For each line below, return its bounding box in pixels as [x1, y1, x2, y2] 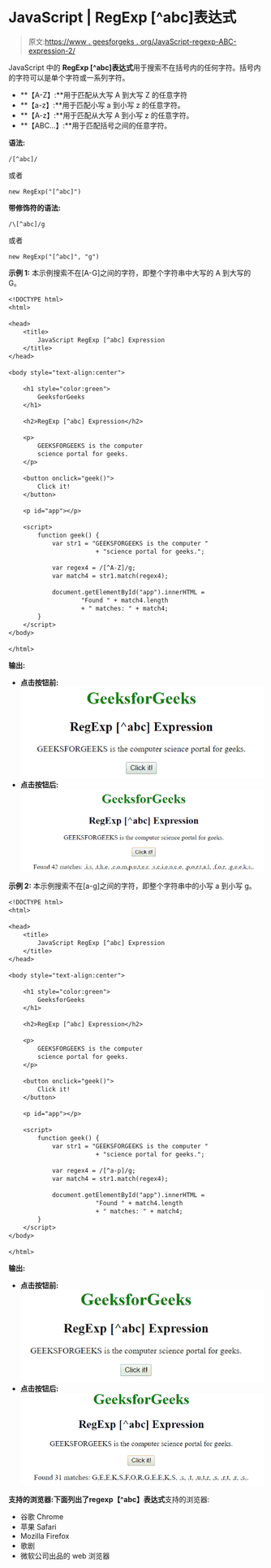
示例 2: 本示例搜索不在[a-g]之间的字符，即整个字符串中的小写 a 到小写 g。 [8, 881, 257, 891]
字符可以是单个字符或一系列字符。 [15, 72, 130, 82]
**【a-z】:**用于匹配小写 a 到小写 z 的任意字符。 [19, 100, 185, 110]
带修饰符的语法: [8, 203, 61, 212]
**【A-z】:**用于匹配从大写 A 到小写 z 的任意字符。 [19, 110, 194, 120]
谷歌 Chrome [19, 1512, 64, 1522]
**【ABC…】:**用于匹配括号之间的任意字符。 [19, 120, 172, 130]
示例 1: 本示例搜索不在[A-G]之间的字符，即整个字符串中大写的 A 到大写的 [8, 268, 252, 277]
